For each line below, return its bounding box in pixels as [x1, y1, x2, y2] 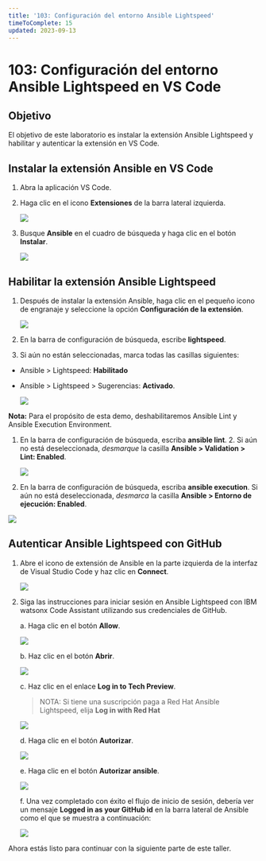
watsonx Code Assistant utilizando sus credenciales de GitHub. [19, 605, 228, 615]
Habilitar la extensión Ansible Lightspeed [8, 275, 216, 289]
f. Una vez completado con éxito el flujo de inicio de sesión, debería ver [19, 796, 254, 805]
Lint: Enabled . [19, 452, 67, 461]
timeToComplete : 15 [8, 19, 73, 27]
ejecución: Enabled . [19, 499, 87, 509]
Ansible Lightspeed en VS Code [8, 77, 222, 95]
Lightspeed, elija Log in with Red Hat [39, 705, 160, 715]
